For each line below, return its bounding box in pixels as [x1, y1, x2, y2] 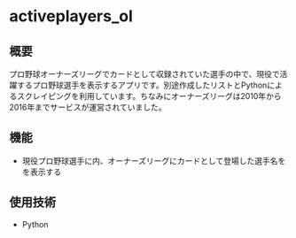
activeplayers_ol [9, 6, 133, 27]
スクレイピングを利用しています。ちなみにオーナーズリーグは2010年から [16, 91, 282, 101]
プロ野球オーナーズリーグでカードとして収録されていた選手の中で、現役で [9, 69, 280, 79]
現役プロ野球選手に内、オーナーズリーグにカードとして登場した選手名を [21, 155, 286, 165]
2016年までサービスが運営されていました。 [9, 102, 167, 112]
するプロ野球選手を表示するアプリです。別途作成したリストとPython [16, 80, 268, 90]
